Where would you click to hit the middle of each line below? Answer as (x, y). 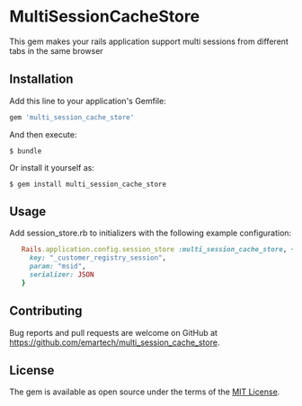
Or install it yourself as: (52, 167)
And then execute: (43, 134)
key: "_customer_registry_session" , (98, 258)
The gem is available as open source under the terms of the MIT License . (145, 392)
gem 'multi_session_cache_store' (72, 117)
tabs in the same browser (56, 50)
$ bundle (26, 151)
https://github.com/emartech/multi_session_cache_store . (115, 342)
